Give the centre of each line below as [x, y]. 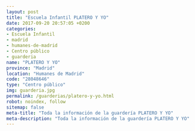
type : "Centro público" [36, 85]
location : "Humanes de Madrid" [45, 74]
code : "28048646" [28, 79]
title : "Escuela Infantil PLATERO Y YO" [58, 18]
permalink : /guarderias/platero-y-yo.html [60, 96]
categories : [21, 29]
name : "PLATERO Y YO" [33, 62]
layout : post [23, 12]
